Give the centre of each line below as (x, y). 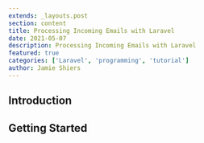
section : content (37, 23)
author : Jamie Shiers (45, 68)
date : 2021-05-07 (37, 38)
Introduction (40, 101)
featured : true (34, 53)
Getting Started (48, 128)
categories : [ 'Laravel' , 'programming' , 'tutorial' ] (99, 61)
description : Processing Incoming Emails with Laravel (102, 46)
